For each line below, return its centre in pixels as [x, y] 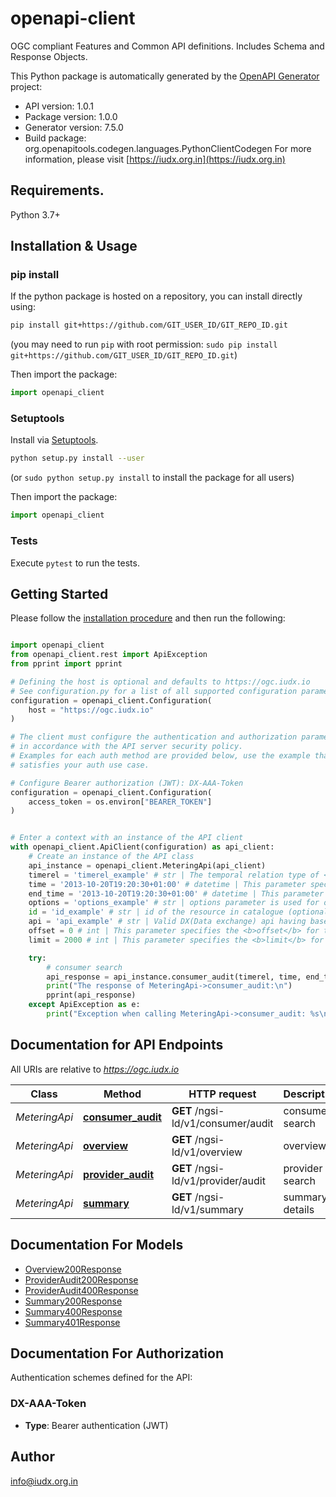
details [299, 1209]
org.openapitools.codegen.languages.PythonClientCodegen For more [168, 148]
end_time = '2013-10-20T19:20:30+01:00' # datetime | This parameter [176, 893]
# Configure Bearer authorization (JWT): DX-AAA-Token [127, 783]
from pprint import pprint [66, 664]
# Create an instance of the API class [111, 857]
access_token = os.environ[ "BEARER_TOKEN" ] [120, 802]
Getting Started [59, 593]
